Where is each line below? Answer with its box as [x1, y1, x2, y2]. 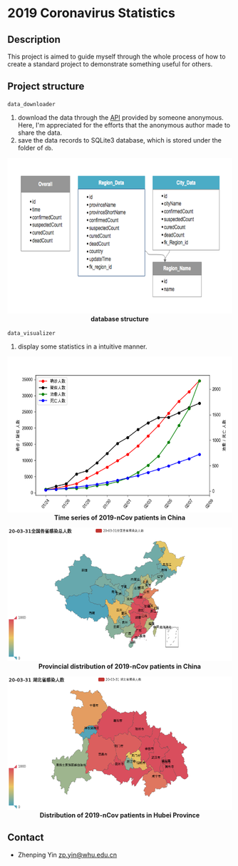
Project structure [7, 81, 85, 93]
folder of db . [17, 143, 53, 152]
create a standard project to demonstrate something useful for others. [7, 60, 213, 68]
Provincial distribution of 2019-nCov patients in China [38, 661, 202, 671]
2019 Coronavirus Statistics [7, 5, 176, 21]
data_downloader [7, 100, 56, 108]
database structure [90, 314, 150, 323]
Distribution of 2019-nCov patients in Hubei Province [39, 810, 200, 819]
